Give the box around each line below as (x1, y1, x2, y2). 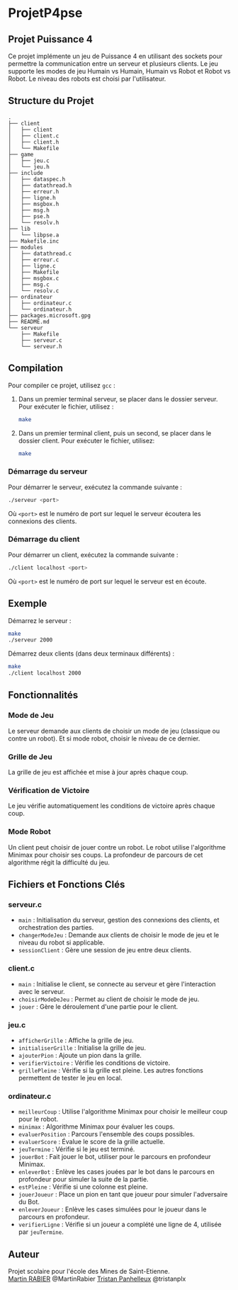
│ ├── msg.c (8, 281, 50, 288)
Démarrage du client (8, 535, 80, 544)
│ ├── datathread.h (8, 182, 72, 189)
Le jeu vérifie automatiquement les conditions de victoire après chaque (8, 801, 215, 810)
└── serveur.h (21, 343, 62, 350)
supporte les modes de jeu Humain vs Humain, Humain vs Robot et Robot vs (8, 67, 231, 75)
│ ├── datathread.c (8, 250, 72, 257)
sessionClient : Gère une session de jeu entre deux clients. (18, 946, 192, 954)
